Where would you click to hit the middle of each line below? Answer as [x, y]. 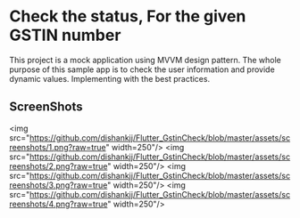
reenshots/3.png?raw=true [58, 185]
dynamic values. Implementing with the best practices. [110, 78]
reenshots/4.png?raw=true [58, 204]
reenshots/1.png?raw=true [58, 147]
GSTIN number [65, 35]
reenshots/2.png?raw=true [58, 166]
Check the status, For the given [128, 16]
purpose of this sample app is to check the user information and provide [142, 69]
